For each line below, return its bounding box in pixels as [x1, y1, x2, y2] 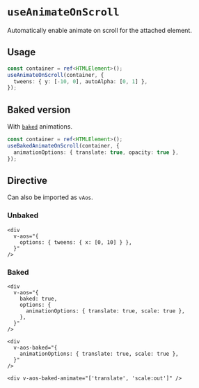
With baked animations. [7, 122, 73, 131]
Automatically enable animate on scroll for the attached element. [7, 26, 193, 34]
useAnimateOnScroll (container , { [7, 71, 104, 78]
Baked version [7, 103, 71, 115]
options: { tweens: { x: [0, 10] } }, [19, 238, 132, 246]
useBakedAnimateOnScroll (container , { [7, 142, 120, 149]
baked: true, [19, 295, 58, 302]
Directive [7, 174, 47, 187]
